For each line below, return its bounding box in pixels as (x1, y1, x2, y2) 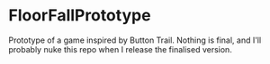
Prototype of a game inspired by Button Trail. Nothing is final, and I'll (8, 35, 262, 45)
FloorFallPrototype (8, 5, 151, 26)
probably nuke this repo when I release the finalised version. (8, 44, 233, 54)
